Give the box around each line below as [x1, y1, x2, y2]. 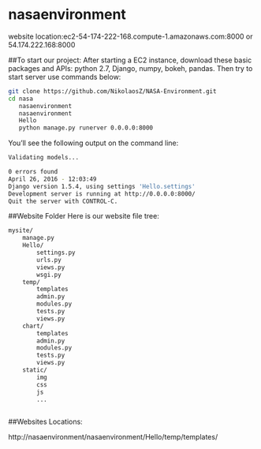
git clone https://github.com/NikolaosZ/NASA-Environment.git [8, 87, 217, 95]
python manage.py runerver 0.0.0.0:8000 [18, 124, 154, 132]
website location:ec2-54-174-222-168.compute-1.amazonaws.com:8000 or [8, 32, 253, 41]
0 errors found [8, 168, 58, 176]
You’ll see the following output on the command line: [8, 138, 179, 148]
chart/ [22, 322, 44, 330]
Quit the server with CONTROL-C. [8, 197, 118, 205]
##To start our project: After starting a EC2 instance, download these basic [8, 55, 252, 65]
